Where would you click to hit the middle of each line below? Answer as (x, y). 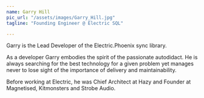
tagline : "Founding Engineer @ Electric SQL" (65, 23)
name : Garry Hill (28, 12)
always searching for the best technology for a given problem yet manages (100, 64)
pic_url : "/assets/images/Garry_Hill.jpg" (61, 18)
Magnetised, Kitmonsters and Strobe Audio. (61, 88)
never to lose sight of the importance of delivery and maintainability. (92, 70)
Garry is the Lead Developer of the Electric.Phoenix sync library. (87, 45)
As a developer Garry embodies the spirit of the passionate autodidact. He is (102, 57)
